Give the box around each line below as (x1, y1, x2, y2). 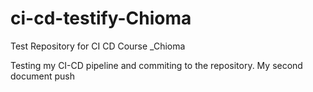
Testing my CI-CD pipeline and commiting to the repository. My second (10, 59, 303, 71)
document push (10, 70, 75, 82)
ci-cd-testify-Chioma (10, 7, 192, 30)
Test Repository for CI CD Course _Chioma (10, 40, 186, 52)
